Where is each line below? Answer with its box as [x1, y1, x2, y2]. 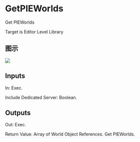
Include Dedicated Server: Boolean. [5, 94, 77, 100]
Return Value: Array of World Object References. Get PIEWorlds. [5, 131, 136, 137]
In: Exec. [5, 85, 23, 91]
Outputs [5, 108, 31, 117]
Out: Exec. [5, 122, 26, 128]
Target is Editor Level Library [5, 29, 64, 35]
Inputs [5, 72, 26, 80]
